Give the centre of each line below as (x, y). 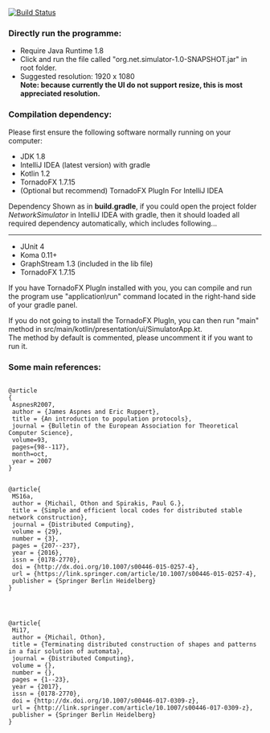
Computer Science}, (41, 433)
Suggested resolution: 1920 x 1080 (77, 77)
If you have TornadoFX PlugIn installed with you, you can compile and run (130, 288)
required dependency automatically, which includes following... (113, 223)
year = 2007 (32, 461)
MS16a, (23, 496)
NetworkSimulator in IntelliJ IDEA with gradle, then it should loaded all (124, 214)
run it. (18, 346)
